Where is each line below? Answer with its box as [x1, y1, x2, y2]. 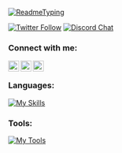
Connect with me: [8, 42, 78, 53]
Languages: [8, 80, 55, 91]
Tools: [8, 118, 33, 129]
